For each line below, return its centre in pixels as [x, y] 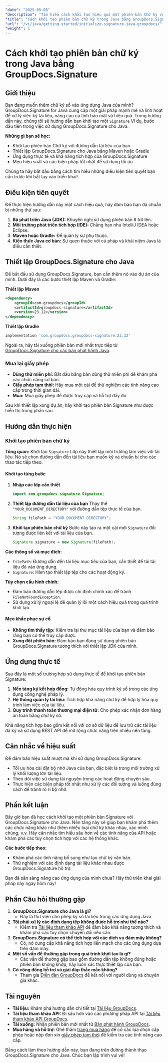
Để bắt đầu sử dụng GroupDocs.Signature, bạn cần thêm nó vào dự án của [82, 274]
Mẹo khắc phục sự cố [28, 619]
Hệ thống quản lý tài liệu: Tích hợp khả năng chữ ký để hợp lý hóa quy [85, 699]
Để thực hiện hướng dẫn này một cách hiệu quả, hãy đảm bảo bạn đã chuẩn [83, 204]
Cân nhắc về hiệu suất [40, 746]
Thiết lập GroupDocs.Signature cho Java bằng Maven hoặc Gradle [81, 151]
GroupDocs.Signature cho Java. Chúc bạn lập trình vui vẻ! [65, 1055]
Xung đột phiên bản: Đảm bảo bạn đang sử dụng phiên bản [74, 641]
